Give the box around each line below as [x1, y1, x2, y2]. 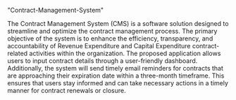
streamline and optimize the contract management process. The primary [7, 27, 218, 35]
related [7, 49, 28, 57]
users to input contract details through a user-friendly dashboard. [7, 57, 198, 65]
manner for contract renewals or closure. [7, 87, 127, 94]
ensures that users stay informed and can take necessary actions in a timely [7, 79, 229, 87]
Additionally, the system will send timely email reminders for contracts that [7, 64, 224, 72]
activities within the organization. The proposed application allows [29, 49, 221, 57]
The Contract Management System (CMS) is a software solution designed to [7, 20, 229, 27]
